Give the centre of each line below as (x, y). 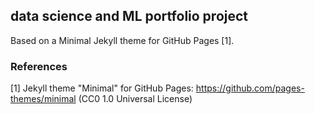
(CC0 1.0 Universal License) (135, 99)
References (39, 66)
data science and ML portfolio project (129, 16)
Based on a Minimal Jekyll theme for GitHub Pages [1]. (122, 40)
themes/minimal (43, 99)
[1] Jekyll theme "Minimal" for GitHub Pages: (102, 88)
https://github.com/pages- (250, 88)
